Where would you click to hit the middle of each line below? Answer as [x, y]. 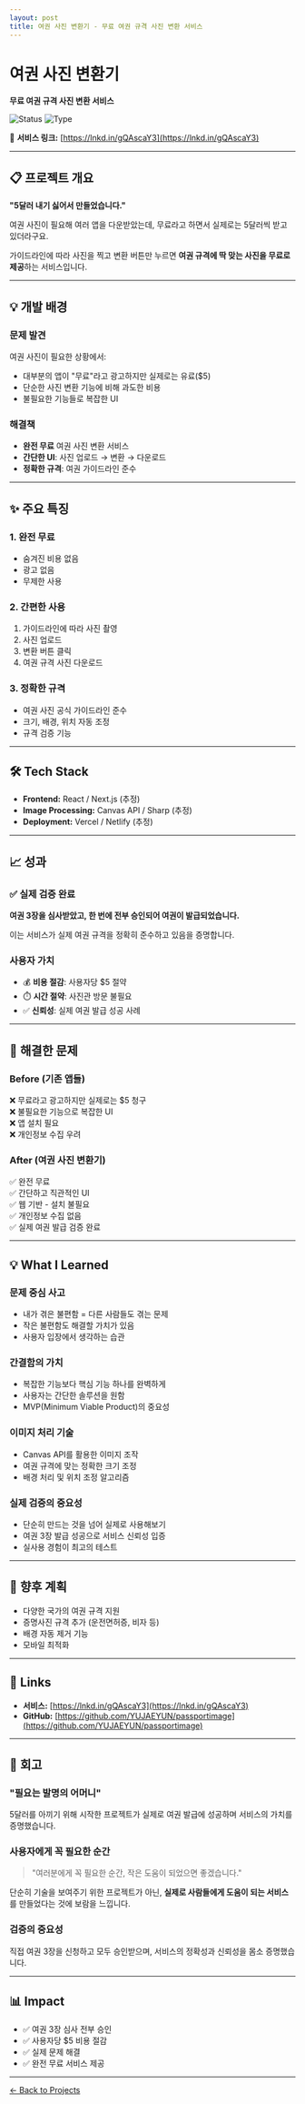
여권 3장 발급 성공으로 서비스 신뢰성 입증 [94, 1535]
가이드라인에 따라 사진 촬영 [70, 629]
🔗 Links [30, 1682]
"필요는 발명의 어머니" [55, 1793]
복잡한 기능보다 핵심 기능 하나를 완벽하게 [94, 1384]
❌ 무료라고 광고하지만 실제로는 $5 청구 [78, 1100]
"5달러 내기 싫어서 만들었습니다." [68, 206]
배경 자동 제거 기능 [55, 1633]
